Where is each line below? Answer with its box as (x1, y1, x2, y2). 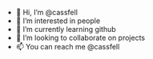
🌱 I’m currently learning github (15, 25, 116, 33)
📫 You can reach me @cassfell (15, 42, 120, 51)
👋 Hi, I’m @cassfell (15, 8, 79, 17)
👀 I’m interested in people (15, 16, 101, 26)
